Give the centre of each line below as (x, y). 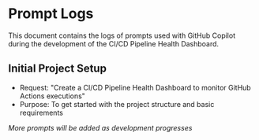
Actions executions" (52, 96)
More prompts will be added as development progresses (100, 127)
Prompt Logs (51, 14)
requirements (41, 112)
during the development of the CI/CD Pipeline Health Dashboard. (114, 43)
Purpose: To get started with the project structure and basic (117, 104)
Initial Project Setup (57, 69)
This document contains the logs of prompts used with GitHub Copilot (122, 35)
